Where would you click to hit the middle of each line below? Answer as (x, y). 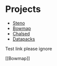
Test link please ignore (29, 48)
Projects (23, 9)
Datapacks (24, 39)
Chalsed (21, 33)
